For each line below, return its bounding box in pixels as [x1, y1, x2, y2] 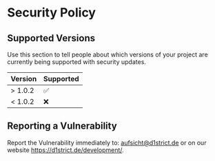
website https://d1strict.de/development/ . [7, 146, 124, 154]
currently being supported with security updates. [7, 58, 147, 66]
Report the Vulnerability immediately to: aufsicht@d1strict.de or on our [7, 138, 207, 147]
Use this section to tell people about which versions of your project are [7, 50, 208, 58]
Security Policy [7, 5, 96, 21]
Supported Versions [7, 32, 95, 44]
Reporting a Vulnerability [7, 120, 117, 132]
